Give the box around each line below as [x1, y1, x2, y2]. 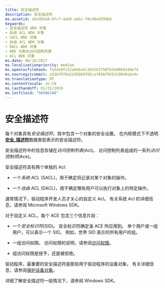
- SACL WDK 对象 [5, 35, 37, 40]
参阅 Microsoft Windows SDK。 [18, 202, 82, 208]
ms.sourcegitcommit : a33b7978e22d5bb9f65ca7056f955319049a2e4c [5, 72, 139, 77]
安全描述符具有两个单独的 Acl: [5, 164, 67, 170]
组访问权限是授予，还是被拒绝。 [12, 250, 78, 256]
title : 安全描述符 [5, 7, 40, 12]
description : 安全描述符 [5, 12, 53, 17]
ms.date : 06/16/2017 [5, 58, 48, 63]
